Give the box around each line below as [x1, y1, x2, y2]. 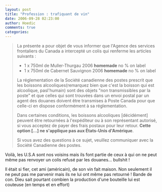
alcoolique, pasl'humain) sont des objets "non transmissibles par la [16, 88, 151, 93]
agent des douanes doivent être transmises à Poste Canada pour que [16, 98, 155, 103]
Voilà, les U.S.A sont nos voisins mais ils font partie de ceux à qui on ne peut [5, 152, 157, 158]
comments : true [5, 25, 36, 30]
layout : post [5, 7, 31, 12]
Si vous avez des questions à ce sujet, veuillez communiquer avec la [16, 137, 154, 143]
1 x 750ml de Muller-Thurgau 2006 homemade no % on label [24, 63, 146, 68]
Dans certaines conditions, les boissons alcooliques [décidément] [16, 112, 148, 118]
